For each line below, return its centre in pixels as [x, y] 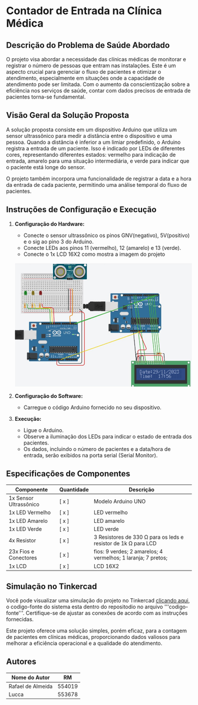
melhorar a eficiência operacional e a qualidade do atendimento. [84, 643]
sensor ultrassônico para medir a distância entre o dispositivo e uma [89, 136]
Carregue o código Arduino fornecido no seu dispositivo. [93, 407]
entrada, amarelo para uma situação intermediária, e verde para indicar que [98, 161]
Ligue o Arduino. [43, 430]
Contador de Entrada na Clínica [84, 11]
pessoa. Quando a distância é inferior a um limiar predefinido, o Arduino [93, 142]
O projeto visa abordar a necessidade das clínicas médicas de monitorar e [96, 59]
